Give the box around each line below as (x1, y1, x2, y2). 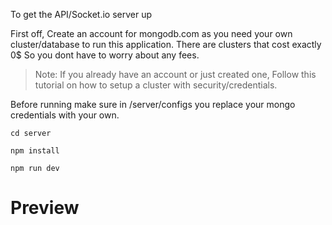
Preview (10, 197, 80, 219)
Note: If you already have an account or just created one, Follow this (34, 69, 317, 80)
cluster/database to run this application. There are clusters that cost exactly (10, 39, 322, 50)
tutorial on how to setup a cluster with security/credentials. (34, 79, 278, 91)
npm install (10, 146, 60, 156)
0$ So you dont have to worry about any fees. (10, 49, 200, 61)
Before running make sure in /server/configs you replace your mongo (10, 99, 296, 110)
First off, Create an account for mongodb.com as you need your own (10, 28, 293, 39)
